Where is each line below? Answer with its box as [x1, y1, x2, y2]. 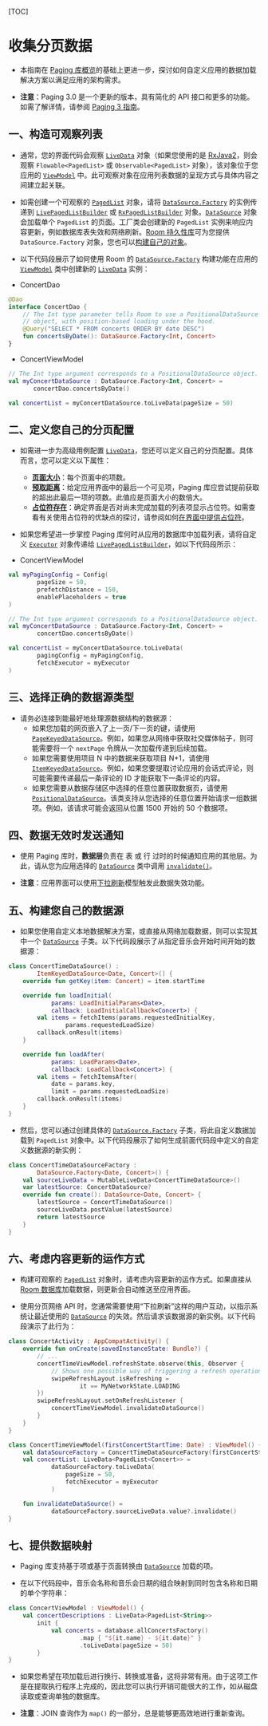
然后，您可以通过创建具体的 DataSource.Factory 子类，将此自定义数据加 [19, 1125, 257, 1135]
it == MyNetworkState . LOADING [79, 1382, 180, 1390]
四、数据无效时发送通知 [8, 828, 124, 842]
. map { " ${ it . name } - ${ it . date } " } [79, 1633, 202, 1642]
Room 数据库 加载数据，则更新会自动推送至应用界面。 [19, 1285, 195, 1294]
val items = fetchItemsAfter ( [37, 1072, 137, 1080]
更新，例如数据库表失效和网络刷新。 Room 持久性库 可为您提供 [26, 227, 230, 236]
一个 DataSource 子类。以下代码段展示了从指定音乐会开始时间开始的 [26, 937, 249, 946]
